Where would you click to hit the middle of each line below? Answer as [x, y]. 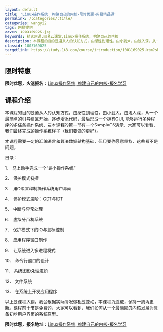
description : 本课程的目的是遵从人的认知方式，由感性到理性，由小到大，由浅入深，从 [81, 41]
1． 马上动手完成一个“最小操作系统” [40, 168]
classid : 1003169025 [26, 46]
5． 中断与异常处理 [24, 209]
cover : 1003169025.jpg [28, 32]
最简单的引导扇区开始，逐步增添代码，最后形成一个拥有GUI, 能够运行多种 [78, 119]
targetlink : [17, 50]
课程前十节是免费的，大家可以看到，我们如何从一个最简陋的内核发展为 [83, 308]
